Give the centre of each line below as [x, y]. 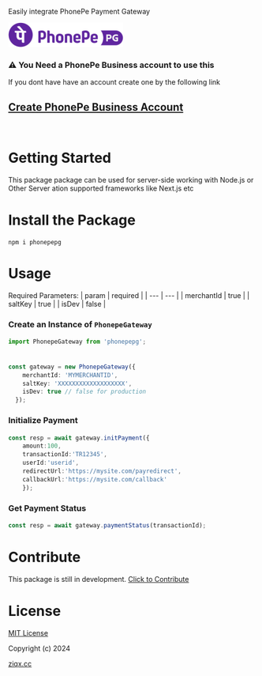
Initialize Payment [43, 421]
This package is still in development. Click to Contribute [99, 579]
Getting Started [60, 158]
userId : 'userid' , [51, 463]
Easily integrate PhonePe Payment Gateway [79, 11]
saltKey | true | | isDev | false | [57, 304]
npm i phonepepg [35, 242]
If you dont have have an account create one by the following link [114, 82]
